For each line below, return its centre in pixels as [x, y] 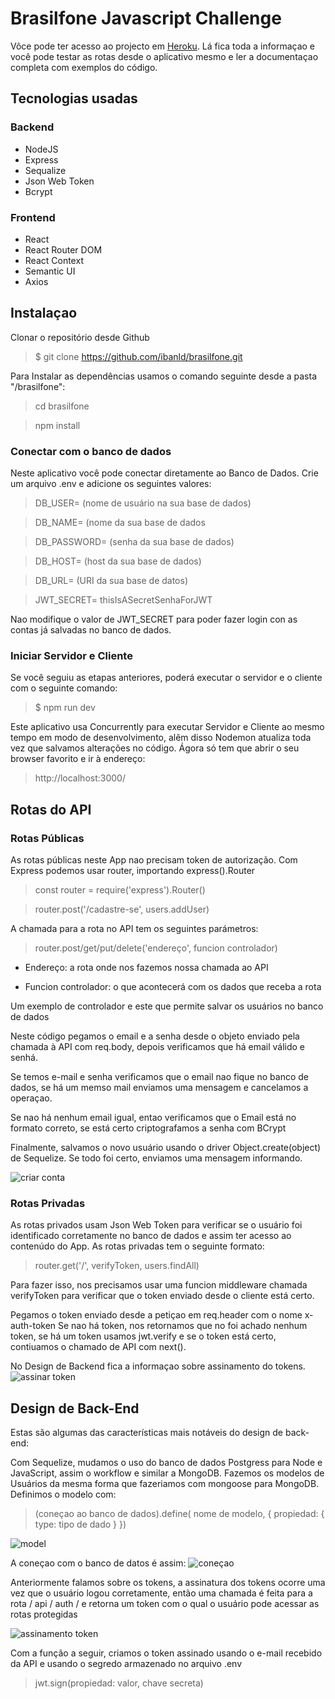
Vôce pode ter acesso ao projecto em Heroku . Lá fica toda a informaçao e [163, 46]
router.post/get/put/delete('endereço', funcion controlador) [156, 948]
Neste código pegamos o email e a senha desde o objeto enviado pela [155, 1036]
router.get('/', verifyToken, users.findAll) [117, 1266]
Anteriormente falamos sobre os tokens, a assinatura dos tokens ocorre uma [168, 1583]
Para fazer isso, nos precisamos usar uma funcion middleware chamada [159, 1285]
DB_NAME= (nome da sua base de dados [120, 523]
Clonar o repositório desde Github [80, 337]
